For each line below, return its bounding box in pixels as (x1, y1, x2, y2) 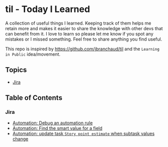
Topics (5, 66, 27, 74)
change (12, 136, 29, 142)
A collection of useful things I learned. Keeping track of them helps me (5, 20, 151, 26)
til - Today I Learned (5, 4, 91, 15)
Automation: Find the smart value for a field (12, 125, 103, 131)
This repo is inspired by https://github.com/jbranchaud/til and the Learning (5, 46, 160, 52)
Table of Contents (5, 94, 63, 102)
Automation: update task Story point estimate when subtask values (12, 130, 155, 136)
